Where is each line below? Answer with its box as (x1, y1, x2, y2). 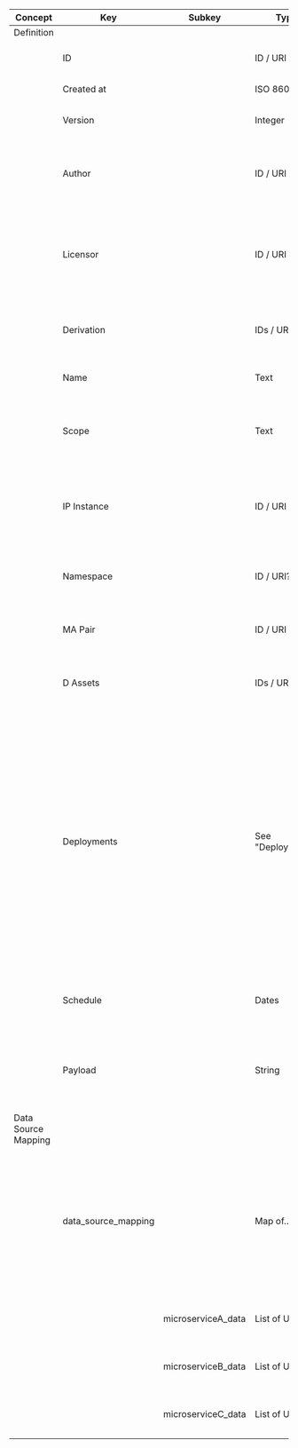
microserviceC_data (162, 1408, 247, 1420)
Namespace (62, 570, 114, 582)
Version (62, 115, 95, 126)
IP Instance (62, 501, 109, 512)
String (255, 1064, 280, 1076)
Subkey (188, 12, 222, 23)
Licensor (62, 249, 99, 260)
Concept (14, 12, 53, 23)
